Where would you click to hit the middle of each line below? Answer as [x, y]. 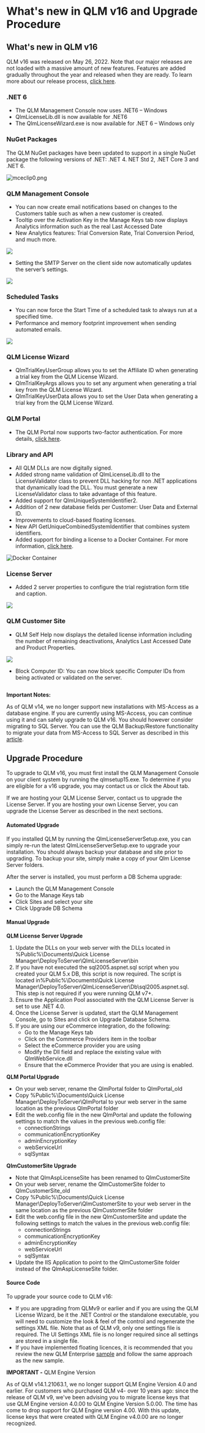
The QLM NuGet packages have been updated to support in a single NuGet [101, 153]
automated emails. [39, 330]
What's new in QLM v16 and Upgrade [102, 11]
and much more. [36, 239]
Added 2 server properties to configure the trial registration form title [102, 587]
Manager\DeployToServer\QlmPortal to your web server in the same [101, 1101]
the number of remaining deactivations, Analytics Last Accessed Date [103, 641]
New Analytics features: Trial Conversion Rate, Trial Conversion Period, [105, 233]
